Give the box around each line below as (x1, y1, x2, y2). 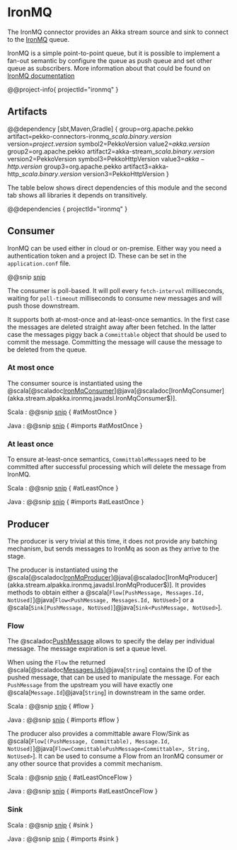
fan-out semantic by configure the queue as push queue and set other (7, 56, 212, 64)
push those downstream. (7, 301, 80, 310)
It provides (175, 580, 207, 589)
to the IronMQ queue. (7, 35, 69, 43)
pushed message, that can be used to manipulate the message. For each (7, 673, 220, 682)
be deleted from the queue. (7, 345, 87, 354)
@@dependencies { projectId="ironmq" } (7, 205, 128, 213)
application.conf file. (7, 259, 71, 268)
